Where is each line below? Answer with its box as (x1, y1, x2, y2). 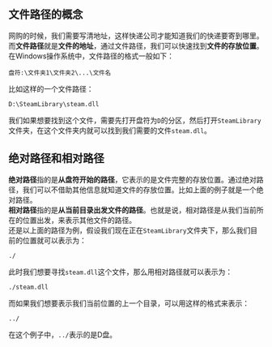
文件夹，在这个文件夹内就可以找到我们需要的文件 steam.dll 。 (8, 125, 212, 135)
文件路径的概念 (8, 7, 83, 22)
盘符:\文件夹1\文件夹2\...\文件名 (8, 68, 112, 77)
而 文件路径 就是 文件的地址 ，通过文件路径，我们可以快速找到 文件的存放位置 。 (8, 41, 264, 50)
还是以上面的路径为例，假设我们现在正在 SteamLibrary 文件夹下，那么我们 (8, 225, 251, 235)
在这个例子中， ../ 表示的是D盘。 (8, 329, 117, 339)
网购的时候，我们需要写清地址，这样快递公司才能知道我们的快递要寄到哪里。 (8, 31, 264, 41)
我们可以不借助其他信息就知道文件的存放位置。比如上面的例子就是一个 (22, 185, 257, 195)
